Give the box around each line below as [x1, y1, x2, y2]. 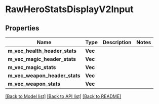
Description [102, 39, 132, 46]
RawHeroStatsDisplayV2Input [5, 4, 134, 15]
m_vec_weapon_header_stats [8, 72, 81, 79]
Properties [5, 24, 39, 32]
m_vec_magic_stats [8, 64, 56, 71]
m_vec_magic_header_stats [8, 56, 76, 62]
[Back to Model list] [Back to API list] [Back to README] [5, 93, 122, 99]
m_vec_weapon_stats [8, 80, 61, 87]
